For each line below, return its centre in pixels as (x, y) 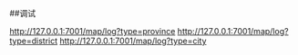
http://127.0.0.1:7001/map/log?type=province (92, 31)
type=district (34, 41)
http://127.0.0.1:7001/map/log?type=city (133, 41)
